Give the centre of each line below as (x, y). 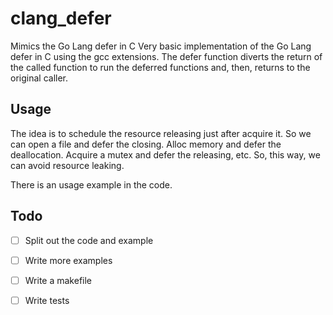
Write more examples (68, 260)
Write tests (47, 300)
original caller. (39, 78)
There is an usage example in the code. (91, 184)
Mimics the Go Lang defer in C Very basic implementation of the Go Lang (161, 46)
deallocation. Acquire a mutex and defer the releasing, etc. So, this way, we (165, 154)
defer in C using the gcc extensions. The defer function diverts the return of (166, 56)
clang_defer (61, 18)
